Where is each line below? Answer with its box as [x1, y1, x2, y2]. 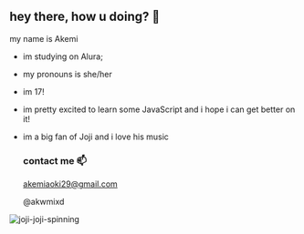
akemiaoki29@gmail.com [22, 178, 119, 189]
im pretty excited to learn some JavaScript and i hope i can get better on [22, 104, 296, 115]
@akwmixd [22, 197, 65, 208]
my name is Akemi [9, 33, 79, 44]
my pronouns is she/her [22, 68, 112, 79]
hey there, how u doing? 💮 [9, 9, 161, 25]
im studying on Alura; [22, 51, 103, 62]
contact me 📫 [22, 154, 87, 167]
